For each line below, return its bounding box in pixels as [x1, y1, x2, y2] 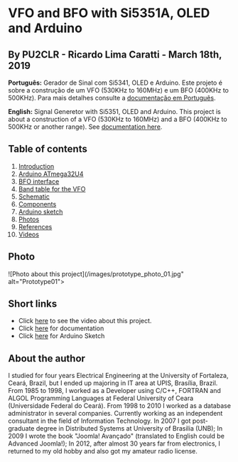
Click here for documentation [18, 324, 104, 332]
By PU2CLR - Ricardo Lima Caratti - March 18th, [8, 48, 222, 61]
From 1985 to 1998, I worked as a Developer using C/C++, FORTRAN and [8, 387, 221, 395]
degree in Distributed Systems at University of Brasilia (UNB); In [36, 424, 223, 433]
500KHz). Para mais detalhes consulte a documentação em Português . [8, 94, 216, 102]
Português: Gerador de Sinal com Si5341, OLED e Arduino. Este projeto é [8, 78, 223, 87]
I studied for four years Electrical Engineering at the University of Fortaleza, [8, 372, 229, 380]
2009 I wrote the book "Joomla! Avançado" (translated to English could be [8, 432, 225, 441]
